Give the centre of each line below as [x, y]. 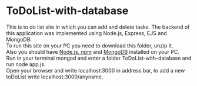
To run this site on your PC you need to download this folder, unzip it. [90, 46]
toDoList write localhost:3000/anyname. [55, 77]
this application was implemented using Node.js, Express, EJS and [87, 33]
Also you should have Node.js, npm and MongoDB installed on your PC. [93, 51]
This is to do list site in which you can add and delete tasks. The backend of [98, 27]
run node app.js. [26, 64]
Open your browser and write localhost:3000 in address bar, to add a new [96, 70]
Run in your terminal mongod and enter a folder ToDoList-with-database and [99, 58]
